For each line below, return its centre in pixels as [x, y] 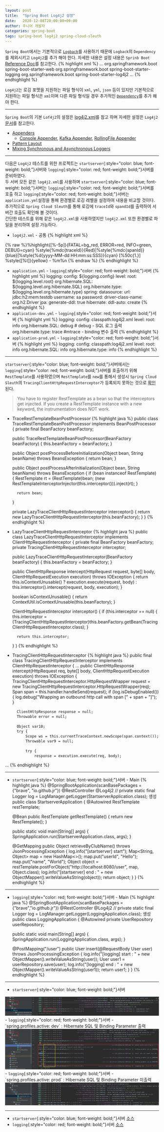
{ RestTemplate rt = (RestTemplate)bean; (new [59, 478]
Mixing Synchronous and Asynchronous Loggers [61, 149]
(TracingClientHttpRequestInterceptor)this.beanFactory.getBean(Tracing [85, 622]
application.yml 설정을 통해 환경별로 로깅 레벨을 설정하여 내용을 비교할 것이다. [80, 200]
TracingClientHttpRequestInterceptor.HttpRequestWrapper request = [81, 681]
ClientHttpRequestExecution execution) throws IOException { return [80, 577]
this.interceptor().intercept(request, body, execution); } [67, 587]
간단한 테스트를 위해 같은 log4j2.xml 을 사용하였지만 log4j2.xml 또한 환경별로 [79, 219]
